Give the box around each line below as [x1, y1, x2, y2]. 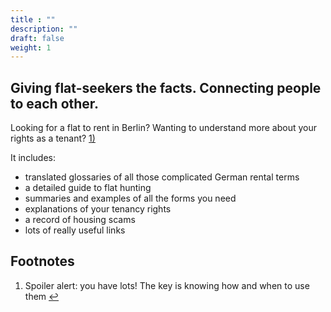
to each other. [10, 95, 100, 112]
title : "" [10, 14, 56, 25]
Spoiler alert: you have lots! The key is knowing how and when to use [24, 279, 310, 291]
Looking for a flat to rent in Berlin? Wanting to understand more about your [10, 122, 317, 134]
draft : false [10, 33, 65, 43]
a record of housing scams [24, 214, 136, 226]
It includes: [10, 152, 56, 164]
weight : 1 [10, 42, 52, 53]
